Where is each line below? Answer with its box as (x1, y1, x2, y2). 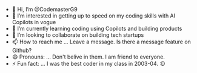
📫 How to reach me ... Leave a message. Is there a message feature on (12, 38, 191, 45)
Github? (12, 47, 32, 54)
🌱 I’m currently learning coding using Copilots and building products (12, 25, 182, 32)
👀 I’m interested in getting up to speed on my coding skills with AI (12, 12, 176, 19)
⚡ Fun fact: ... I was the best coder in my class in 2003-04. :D (12, 60, 165, 67)
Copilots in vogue (12, 19, 56, 25)
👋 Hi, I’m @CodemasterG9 (12, 6, 78, 13)
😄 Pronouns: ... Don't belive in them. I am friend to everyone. (12, 53, 165, 60)
